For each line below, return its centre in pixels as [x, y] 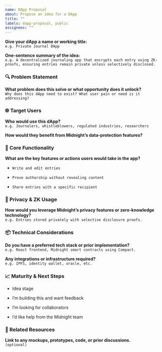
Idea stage [23, 288]
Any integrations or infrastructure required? [50, 259]
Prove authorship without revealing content [58, 178]
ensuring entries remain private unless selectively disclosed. [89, 65]
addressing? [17, 98]
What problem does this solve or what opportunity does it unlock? [73, 89]
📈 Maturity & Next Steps [35, 276]
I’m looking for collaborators [40, 307]
